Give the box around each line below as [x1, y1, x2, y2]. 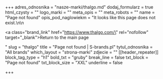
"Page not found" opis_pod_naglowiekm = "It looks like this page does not [5, 15, 156, 20]
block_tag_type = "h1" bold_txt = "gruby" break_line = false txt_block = [5, 54, 149, 60]
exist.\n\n [5, 20, 24, 26]
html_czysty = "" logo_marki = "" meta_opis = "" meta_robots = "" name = [5, 9, 155, 15]
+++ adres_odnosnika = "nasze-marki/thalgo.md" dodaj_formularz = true [5, 4, 154, 10]
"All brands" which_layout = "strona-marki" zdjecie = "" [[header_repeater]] [5, 49, 159, 55]
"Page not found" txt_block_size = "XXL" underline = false [5, 60, 123, 65]
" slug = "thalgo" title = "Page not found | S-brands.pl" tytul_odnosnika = [5, 44, 153, 50]
